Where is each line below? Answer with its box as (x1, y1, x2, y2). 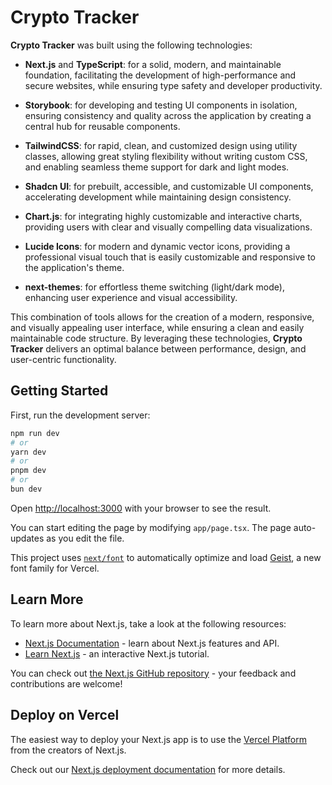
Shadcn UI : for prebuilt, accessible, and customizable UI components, (24, 180, 314, 192)
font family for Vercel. (10, 562, 100, 574)
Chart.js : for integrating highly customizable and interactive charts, (24, 210, 303, 222)
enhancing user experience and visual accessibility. (24, 291, 238, 303)
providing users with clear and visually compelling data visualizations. (24, 221, 313, 233)
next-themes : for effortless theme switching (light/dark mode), (24, 281, 285, 293)
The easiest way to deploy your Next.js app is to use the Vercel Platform (10, 733, 308, 745)
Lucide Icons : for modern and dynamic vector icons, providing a (24, 240, 291, 252)
